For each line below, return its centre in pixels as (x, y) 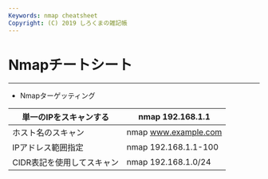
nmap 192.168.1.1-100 (173, 147)
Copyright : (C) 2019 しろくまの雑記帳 (68, 23)
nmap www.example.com (174, 132)
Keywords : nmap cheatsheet (53, 16)
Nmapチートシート (71, 65)
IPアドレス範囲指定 (48, 148)
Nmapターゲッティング (57, 95)
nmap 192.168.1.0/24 (169, 162)
